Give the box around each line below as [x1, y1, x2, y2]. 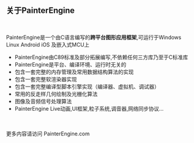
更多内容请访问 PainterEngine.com [6, 130, 90, 137]
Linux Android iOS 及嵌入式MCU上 [6, 41, 90, 48]
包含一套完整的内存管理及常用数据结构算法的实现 [14, 68, 134, 75]
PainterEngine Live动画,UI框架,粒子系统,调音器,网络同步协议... [14, 105, 164, 112]
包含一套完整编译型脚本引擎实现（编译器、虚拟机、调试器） [14, 83, 160, 90]
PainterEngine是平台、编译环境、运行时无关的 [14, 61, 127, 68]
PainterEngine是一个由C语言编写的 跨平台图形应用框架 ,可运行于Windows [6, 34, 182, 41]
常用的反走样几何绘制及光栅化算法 [14, 90, 98, 97]
